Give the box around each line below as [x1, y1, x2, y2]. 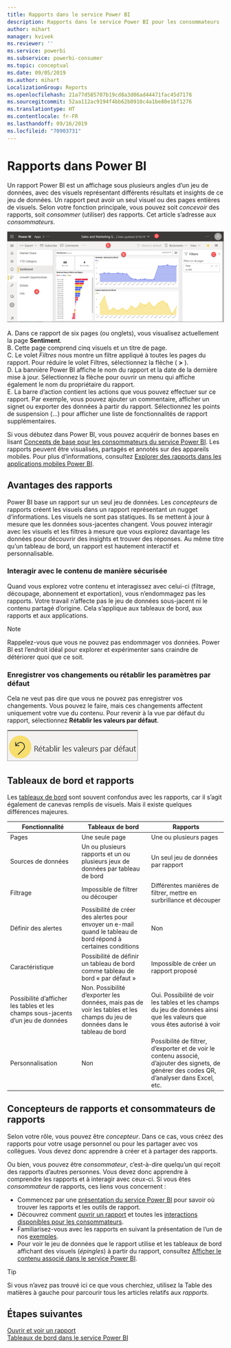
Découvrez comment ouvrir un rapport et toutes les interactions [16, 1210, 198, 1218]
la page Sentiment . [7, 336, 62, 344]
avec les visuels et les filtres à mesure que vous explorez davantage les [7, 527, 210, 535]
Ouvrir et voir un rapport [7, 1327, 76, 1335]
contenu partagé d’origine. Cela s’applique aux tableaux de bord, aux [7, 604, 203, 612]
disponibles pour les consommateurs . [16, 1218, 124, 1226]
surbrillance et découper [151, 896, 221, 904]
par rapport [151, 861, 184, 869]
